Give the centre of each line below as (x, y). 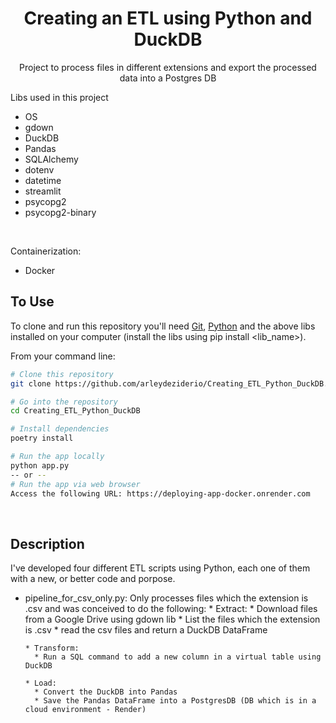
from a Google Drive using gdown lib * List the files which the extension (172, 619)
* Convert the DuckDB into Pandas (106, 692)
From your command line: (63, 356)
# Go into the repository (64, 402)
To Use (32, 302)
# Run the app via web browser (75, 484)
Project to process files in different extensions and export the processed (168, 67)
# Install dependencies (60, 429)
